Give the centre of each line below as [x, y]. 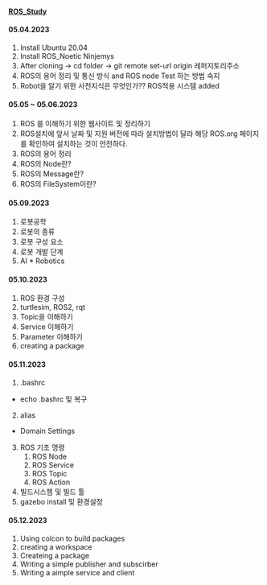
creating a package [52, 346]
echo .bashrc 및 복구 [53, 399]
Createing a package [55, 555]
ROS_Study [28, 11]
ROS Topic [49, 473]
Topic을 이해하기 [47, 317]
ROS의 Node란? [46, 164]
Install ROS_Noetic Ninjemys [67, 56]
